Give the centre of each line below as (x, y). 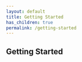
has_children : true (30, 22)
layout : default (26, 11)
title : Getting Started (35, 17)
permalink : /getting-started (41, 28)
